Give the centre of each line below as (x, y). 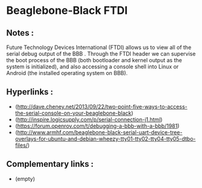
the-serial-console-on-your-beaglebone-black (73, 113)
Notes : (20, 33)
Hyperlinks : (30, 92)
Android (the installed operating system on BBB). (67, 73)
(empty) (25, 178)
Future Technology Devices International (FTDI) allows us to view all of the (99, 47)
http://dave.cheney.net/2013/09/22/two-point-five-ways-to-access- (102, 106)
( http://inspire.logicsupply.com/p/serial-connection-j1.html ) (89, 119)
